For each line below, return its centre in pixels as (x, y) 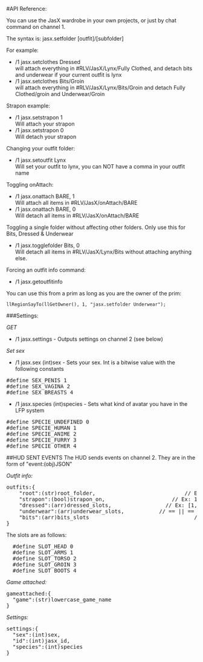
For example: (23, 50)
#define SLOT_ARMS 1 (43, 552)
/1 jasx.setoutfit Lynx (40, 160)
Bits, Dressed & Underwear (40, 234)
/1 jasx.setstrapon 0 (39, 130)
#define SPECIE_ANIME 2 (41, 434)
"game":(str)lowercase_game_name (62, 599)
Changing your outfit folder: (41, 148)
